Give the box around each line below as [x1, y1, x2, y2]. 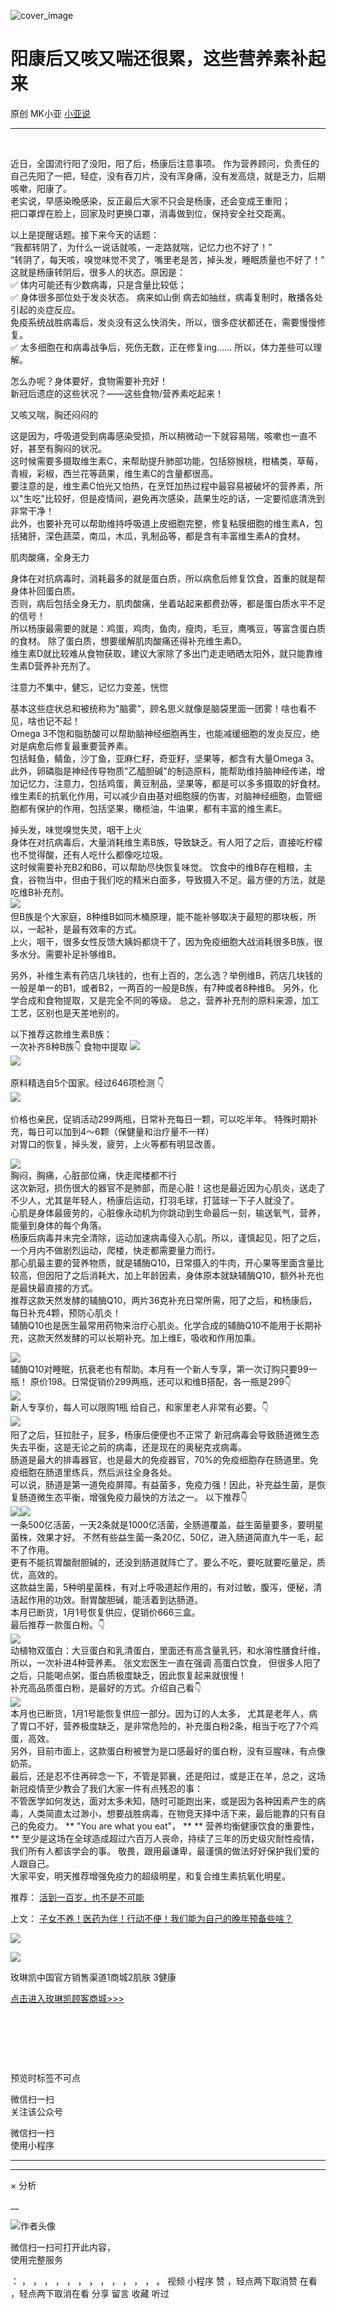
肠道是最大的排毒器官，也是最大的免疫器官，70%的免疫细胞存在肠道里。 [10, 1453, 310, 1465]
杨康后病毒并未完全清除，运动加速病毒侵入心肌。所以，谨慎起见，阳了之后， [10, 1231, 326, 1244]
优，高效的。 [10, 1568, 63, 1580]
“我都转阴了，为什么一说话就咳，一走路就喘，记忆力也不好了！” [10, 241, 273, 253]
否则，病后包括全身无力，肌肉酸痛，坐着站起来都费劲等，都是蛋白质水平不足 [10, 597, 326, 609]
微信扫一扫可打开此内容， [10, 2241, 116, 2253]
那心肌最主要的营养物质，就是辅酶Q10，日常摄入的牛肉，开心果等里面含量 [10, 1256, 316, 1269]
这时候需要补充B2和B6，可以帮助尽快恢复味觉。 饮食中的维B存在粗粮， [10, 861, 304, 873]
